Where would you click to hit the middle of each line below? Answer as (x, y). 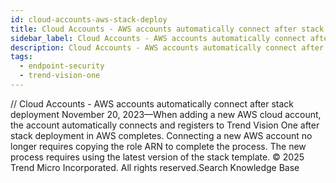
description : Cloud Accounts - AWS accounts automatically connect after (167, 47)
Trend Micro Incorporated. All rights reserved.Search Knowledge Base (155, 167)
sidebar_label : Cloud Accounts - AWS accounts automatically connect (158, 38)
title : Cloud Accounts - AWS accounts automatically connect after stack (167, 29)
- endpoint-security (62, 66)
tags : (21, 57)
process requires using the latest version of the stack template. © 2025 (157, 157)
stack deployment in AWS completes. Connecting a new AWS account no (161, 135)
